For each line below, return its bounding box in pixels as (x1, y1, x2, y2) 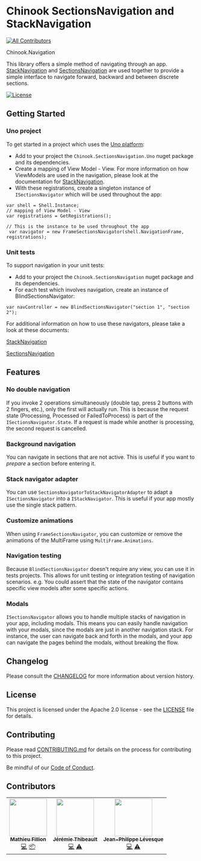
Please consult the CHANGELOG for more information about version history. (6, 672, 194, 680)
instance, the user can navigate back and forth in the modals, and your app (6, 632, 193, 640)
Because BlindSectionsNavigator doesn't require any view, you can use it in (6, 565, 194, 572)
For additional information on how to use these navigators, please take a (6, 320, 185, 327)
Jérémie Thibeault (53, 836, 98, 843)
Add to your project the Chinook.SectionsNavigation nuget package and (14, 273, 194, 280)
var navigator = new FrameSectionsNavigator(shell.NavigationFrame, (8, 229, 185, 235)
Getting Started (6, 109, 66, 119)
